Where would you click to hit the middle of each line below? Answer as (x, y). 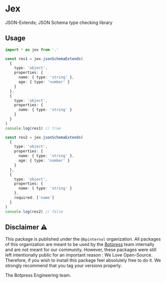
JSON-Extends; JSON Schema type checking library (59, 22)
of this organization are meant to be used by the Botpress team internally (80, 245)
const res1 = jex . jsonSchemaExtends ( (44, 59)
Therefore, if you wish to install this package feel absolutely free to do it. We (83, 261)
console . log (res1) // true (33, 128)
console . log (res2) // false (34, 212)
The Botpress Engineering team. (38, 276)
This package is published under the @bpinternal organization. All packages (83, 239)
